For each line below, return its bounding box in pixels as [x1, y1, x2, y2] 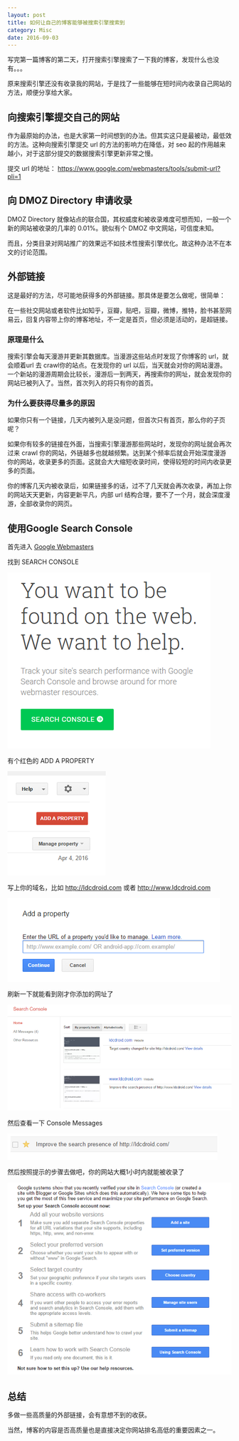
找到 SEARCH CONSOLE [7, 557, 80, 566]
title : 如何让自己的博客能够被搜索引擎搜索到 [7, 19, 126, 26]
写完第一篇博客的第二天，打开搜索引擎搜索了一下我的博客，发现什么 [7, 56, 207, 64]
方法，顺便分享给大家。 [7, 88, 76, 97]
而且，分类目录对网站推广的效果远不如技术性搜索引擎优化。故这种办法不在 [7, 239, 225, 247]
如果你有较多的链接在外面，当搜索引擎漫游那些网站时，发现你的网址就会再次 [7, 440, 232, 449]
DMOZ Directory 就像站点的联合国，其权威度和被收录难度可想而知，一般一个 [7, 214, 232, 224]
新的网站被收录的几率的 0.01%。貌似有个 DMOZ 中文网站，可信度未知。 [7, 224, 218, 232]
